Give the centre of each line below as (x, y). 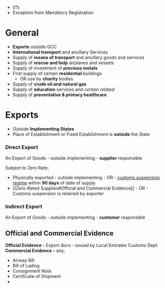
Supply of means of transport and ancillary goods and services (78, 57)
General (22, 33)
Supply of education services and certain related (63, 89)
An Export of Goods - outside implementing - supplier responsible (74, 158)
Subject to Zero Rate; (27, 168)
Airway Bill (23, 260)
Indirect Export (24, 207)
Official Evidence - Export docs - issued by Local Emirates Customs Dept (81, 245)
